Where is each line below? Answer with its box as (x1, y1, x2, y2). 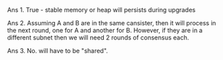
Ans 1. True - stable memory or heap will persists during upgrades (7, 6, 196, 14)
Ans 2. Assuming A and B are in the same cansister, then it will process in (7, 19, 217, 27)
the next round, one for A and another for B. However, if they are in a (7, 27, 203, 34)
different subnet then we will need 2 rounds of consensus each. (7, 33, 189, 42)
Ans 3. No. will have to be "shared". (7, 47, 109, 55)
